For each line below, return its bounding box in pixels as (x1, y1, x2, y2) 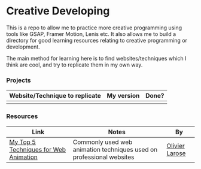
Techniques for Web (9, 145, 66, 153)
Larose (166, 149, 186, 157)
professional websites (72, 153, 135, 161)
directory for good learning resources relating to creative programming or (6, 37, 187, 44)
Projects (6, 76, 31, 84)
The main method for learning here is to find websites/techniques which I (6, 55, 187, 62)
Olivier (166, 141, 185, 150)
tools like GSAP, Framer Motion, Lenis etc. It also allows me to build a (6, 30, 176, 37)
